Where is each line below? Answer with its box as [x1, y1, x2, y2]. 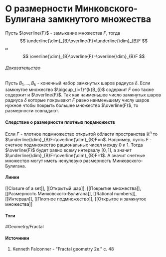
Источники [5, 235, 29, 241]
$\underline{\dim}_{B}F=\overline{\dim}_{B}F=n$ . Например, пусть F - [5, 136, 152, 142]
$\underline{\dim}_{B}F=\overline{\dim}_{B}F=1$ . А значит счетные [5, 152, 146, 158]
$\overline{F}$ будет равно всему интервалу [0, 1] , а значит [5, 147, 132, 153]
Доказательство [5, 65, 41, 71]
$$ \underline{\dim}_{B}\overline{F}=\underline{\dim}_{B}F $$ [19, 38, 148, 44]
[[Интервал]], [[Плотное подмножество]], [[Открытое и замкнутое [5, 196, 147, 202]
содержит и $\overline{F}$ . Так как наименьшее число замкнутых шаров [5, 91, 161, 97]
